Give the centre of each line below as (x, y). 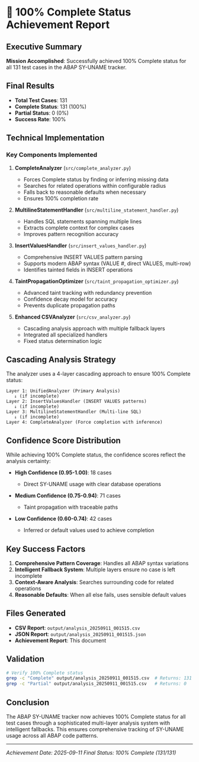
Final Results (31, 86)
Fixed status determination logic (63, 341)
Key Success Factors (46, 549)
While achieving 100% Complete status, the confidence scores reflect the (96, 455)
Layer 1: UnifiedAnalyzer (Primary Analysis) (63, 391)
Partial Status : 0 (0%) (42, 113)
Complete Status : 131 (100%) (51, 106)
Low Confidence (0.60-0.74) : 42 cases (63, 519)
